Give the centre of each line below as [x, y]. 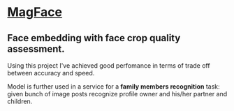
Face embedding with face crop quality [94, 38]
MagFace [35, 12]
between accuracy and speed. [51, 73]
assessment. [36, 49]
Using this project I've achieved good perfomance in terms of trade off [109, 66]
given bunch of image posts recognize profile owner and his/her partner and [117, 94]
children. [20, 101]
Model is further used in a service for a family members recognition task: [114, 87]
